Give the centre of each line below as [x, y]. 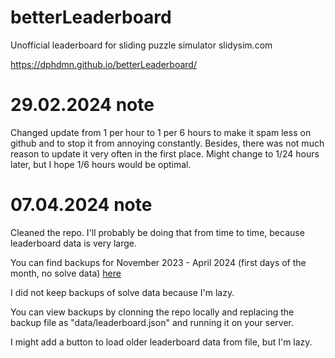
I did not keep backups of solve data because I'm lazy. [122, 292]
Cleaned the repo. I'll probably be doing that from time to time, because [157, 232]
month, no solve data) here [66, 273]
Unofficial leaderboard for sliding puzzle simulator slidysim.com [141, 45]
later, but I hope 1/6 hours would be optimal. [101, 164]
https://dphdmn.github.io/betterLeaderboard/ [103, 64]
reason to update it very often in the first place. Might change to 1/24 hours [165, 153]
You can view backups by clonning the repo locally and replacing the [152, 312]
